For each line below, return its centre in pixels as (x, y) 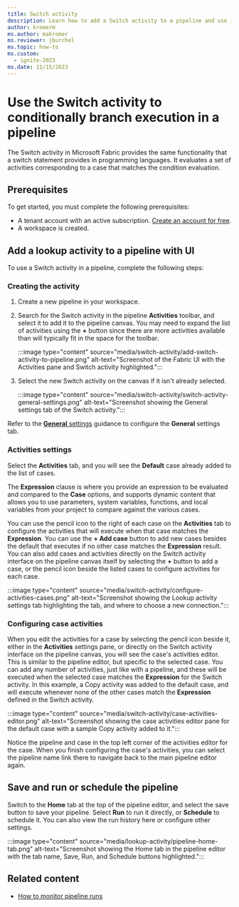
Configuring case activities (55, 623)
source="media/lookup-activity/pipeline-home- (149, 841)
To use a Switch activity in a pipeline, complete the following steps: (106, 268)
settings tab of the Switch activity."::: (71, 410)
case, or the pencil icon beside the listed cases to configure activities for (114, 569)
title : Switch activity (43, 14)
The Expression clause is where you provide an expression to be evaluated (118, 487)
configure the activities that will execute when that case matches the (108, 531)
